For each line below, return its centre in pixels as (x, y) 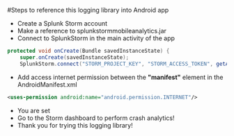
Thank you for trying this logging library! (75, 125)
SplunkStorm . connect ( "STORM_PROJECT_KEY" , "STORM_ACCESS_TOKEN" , (117, 64)
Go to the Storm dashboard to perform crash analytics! (96, 118)
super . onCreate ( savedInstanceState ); (75, 57)
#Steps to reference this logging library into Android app (88, 10)
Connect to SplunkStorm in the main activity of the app (96, 38)
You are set (33, 110)
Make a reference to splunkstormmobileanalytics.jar (92, 31)
